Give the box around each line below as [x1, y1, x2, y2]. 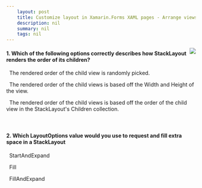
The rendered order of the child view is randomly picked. [8, 70, 150, 77]
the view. [6, 88, 29, 95]
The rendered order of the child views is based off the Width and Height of [8, 81, 194, 88]
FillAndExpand [8, 175, 45, 182]
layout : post [17, 8, 50, 15]
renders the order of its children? [6, 56, 91, 63]
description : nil [17, 20, 61, 26]
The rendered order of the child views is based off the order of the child [8, 99, 188, 106]
